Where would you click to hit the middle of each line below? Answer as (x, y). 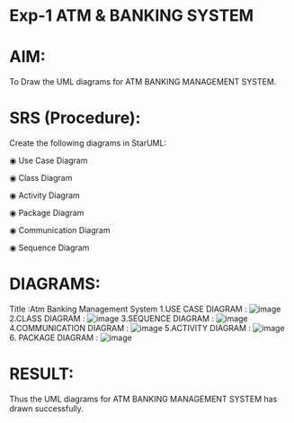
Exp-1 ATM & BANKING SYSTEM (132, 16)
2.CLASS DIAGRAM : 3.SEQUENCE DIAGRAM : (111, 319)
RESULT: (42, 374)
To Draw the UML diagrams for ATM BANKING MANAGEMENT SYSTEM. (143, 82)
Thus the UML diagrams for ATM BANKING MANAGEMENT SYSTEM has (143, 399)
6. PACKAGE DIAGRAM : (54, 337)
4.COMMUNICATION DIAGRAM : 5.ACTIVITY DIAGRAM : (130, 328)
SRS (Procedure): (75, 118)
